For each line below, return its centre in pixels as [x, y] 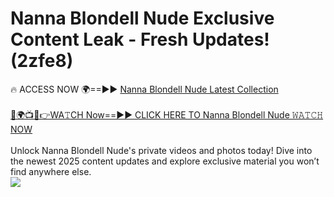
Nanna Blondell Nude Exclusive [142, 18]
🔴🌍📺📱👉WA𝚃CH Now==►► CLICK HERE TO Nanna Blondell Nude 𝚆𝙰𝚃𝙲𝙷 [167, 114]
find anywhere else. [51, 171]
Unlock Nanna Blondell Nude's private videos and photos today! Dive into [161, 150]
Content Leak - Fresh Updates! [140, 39]
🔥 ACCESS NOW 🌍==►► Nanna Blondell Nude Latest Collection [144, 89]
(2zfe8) [42, 61]
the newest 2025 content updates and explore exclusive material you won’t [165, 161]
